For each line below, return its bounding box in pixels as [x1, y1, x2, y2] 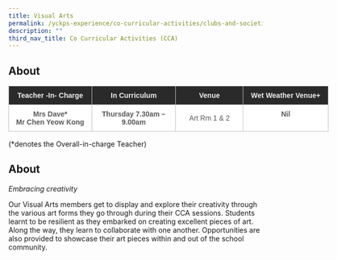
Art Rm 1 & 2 [189, 113, 230, 123]
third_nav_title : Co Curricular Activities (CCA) [8, 34, 179, 43]
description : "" [8, 27, 63, 35]
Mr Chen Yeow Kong [15, 118, 85, 127]
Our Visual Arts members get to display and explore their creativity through [8, 199, 258, 209]
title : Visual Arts [8, 11, 74, 20]
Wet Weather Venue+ [251, 91, 321, 101]
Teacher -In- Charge [17, 91, 84, 101]
